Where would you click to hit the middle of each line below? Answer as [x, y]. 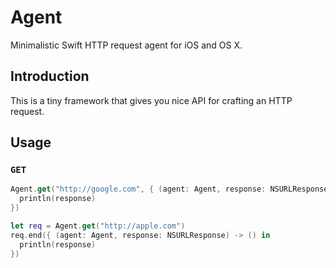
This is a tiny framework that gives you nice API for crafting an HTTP [151, 100]
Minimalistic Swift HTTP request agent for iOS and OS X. [126, 45]
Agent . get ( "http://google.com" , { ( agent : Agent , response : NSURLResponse [169, 189]
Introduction [50, 76]
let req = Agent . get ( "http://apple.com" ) [98, 226]
